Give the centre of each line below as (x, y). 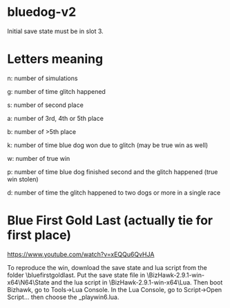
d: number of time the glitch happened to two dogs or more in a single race (114, 192)
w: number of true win (39, 158)
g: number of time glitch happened (56, 91)
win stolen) (23, 179)
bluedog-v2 (42, 12)
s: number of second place (46, 105)
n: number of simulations (42, 78)
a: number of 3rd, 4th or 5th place (55, 118)
